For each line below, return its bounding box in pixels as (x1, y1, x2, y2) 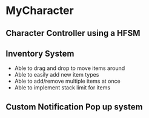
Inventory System (5, 48, 74, 58)
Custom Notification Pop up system (5, 102, 143, 112)
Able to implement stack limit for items (14, 84, 110, 91)
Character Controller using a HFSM (5, 28, 141, 38)
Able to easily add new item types (14, 71, 99, 78)
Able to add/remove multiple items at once (14, 77, 121, 85)
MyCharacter (5, 4, 74, 18)
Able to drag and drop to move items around (14, 64, 125, 72)
